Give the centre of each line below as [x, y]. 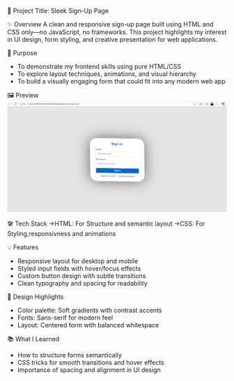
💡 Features [23, 247]
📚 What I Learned [33, 339]
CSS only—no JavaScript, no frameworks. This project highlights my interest [117, 32]
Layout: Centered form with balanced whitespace [88, 325]
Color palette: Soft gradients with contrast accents [89, 311]
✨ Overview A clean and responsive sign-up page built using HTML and [110, 24]
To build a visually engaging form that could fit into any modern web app [122, 81]
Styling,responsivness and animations [62, 234]
